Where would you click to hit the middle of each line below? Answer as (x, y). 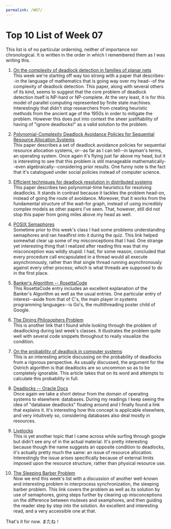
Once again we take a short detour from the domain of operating (81, 393)
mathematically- (149, 161)
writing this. (18, 60)
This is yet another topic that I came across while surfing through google (89, 436)
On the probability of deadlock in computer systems (68, 351)
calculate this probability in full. (46, 378)
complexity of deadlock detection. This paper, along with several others (88, 86)
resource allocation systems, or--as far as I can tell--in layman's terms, (88, 150)
